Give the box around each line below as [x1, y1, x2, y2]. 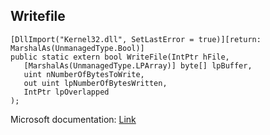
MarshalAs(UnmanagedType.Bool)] [10, 43, 145, 53]
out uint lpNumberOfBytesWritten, [23, 78, 168, 88]
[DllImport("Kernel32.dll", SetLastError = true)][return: [10, 34, 262, 44]
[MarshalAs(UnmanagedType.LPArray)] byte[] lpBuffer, [23, 60, 253, 71]
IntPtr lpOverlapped [23, 87, 110, 97]
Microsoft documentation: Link [10, 113, 137, 125]
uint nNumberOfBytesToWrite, [23, 69, 145, 79]
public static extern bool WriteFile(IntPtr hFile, [10, 52, 230, 62]
